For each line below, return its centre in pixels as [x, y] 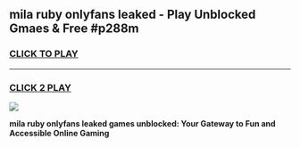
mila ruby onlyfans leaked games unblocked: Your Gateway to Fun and [142, 123]
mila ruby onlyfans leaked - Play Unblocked [133, 15]
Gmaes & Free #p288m [74, 29]
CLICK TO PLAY [44, 54]
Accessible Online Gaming [59, 133]
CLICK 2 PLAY [40, 87]
